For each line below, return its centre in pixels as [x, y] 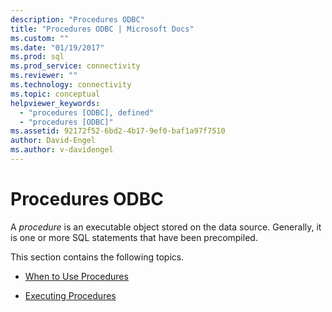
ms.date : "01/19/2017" [57, 47]
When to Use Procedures [76, 276]
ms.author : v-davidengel [62, 150]
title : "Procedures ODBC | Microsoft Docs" [102, 29]
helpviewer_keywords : [55, 103]
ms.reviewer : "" [44, 76]
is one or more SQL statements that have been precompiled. [134, 237]
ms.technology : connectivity [71, 85]
